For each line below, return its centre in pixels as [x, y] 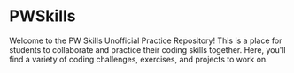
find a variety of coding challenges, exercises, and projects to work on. [139, 59]
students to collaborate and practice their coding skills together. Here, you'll [147, 49]
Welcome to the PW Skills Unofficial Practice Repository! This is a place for [146, 40]
